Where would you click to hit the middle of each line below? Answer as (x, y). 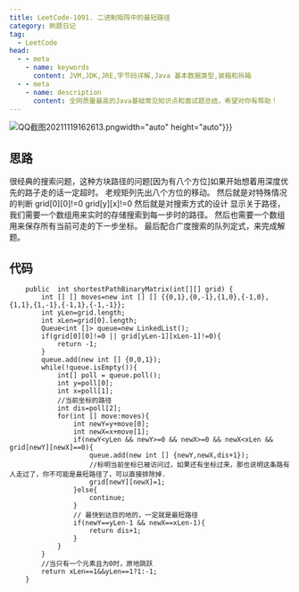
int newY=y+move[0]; (111, 424)
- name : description (63, 92)
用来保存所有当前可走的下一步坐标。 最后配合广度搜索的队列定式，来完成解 (147, 226)
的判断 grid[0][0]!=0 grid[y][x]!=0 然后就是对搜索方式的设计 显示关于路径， (147, 204)
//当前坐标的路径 (84, 401)
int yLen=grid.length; (83, 313)
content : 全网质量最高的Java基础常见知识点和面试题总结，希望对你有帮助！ (155, 101)
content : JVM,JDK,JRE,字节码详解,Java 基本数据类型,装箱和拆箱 (142, 76)
